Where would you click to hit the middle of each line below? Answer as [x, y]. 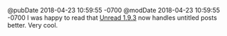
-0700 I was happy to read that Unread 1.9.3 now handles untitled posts [112, 18]
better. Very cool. [33, 25]
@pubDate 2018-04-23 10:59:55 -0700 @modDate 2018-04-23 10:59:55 [114, 10]
